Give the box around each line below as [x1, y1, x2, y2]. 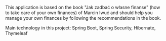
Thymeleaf [5, 30, 28, 36]
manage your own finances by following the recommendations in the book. [5, 15, 161, 21]
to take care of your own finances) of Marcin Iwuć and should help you [5, 10, 153, 16]
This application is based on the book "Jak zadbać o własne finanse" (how [5, 5, 160, 10]
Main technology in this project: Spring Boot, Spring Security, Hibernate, [5, 25, 156, 31]
